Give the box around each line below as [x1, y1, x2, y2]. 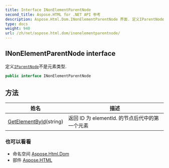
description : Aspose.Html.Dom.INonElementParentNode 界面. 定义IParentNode [5, 17, 164, 22]
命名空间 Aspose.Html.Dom [12, 150, 69, 156]
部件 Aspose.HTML [12, 157, 53, 163]
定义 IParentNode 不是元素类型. [5, 63, 67, 69]
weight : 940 [5, 26, 30, 31]
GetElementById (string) [8, 118, 64, 125]
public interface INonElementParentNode [5, 73, 92, 78]
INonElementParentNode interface [5, 49, 116, 58]
